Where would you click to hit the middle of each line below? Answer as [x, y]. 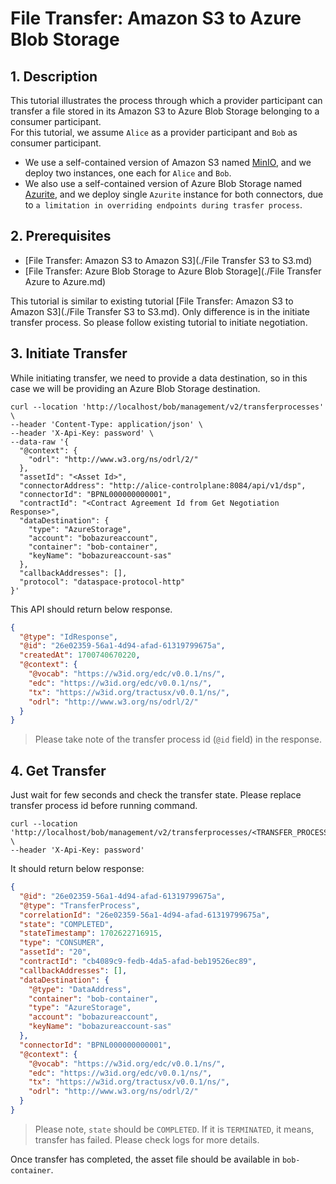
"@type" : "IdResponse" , [68, 637]
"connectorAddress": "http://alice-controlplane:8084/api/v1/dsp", [163, 485]
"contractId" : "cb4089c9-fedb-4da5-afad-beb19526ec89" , [138, 962]
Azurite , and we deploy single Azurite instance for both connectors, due [174, 194]
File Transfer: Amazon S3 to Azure [156, 18]
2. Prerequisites [61, 236]
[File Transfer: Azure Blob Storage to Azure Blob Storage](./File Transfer [173, 271]
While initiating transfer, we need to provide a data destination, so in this [159, 378]
